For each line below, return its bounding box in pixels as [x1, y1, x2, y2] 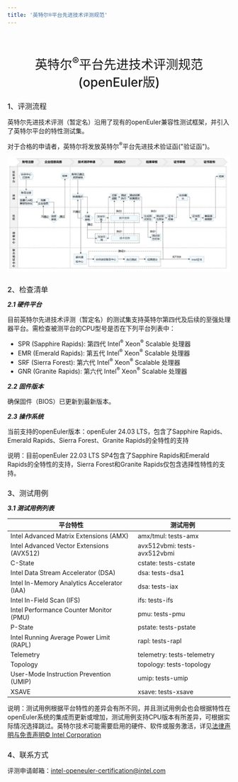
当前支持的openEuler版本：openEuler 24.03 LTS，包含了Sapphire [7, 427, 199, 436]
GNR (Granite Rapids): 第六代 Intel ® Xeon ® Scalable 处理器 [17, 365, 188, 375]
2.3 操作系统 [7, 412, 44, 421]
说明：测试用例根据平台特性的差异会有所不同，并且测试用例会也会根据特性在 [7, 704, 231, 713]
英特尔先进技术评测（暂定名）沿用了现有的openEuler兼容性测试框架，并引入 [7, 118, 229, 126]
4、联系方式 [7, 750, 49, 760]
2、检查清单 [7, 285, 48, 295]
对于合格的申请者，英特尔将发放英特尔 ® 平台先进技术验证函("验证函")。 [7, 140, 214, 150]
